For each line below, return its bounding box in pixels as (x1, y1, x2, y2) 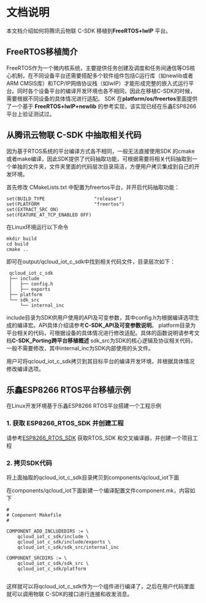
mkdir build (6, 236, 37, 242)
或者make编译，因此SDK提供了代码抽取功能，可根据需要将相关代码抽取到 (6, 155, 193, 163)
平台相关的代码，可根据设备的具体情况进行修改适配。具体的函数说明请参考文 (6, 329, 200, 336)
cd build (6, 240, 29, 247)
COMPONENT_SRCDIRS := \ (6, 555, 67, 561)
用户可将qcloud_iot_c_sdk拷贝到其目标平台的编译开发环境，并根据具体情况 (6, 357, 195, 365)
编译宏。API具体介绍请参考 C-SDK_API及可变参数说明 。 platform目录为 (17, 321, 196, 329)
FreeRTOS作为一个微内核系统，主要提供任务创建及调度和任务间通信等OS (6, 64, 190, 71)
